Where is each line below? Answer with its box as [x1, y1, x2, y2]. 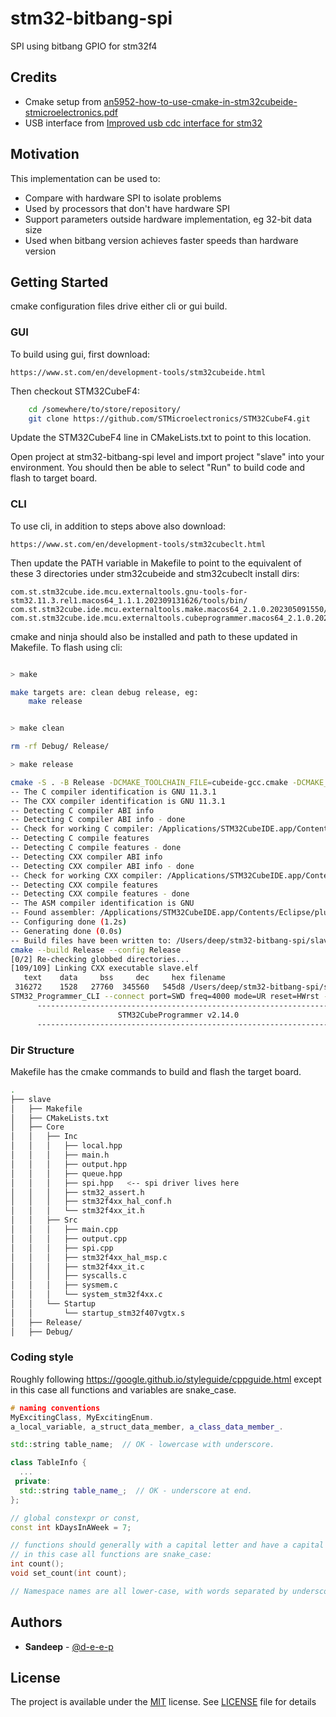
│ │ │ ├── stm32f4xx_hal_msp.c [10, 1252, 168, 1262]
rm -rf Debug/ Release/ [10, 742, 110, 752]
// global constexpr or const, [10, 1513, 141, 1523]
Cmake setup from [24, 95, 102, 107]
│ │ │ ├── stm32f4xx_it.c [10, 1262, 145, 1272]
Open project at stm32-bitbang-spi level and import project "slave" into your [10, 451, 325, 463]
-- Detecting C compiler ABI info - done [10, 815, 186, 825]
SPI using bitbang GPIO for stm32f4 [10, 40, 158, 52]
